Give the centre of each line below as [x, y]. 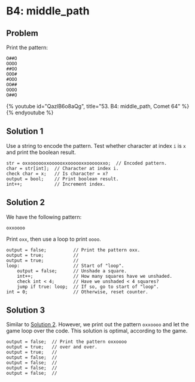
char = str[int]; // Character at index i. [63, 168]
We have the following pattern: [44, 217]
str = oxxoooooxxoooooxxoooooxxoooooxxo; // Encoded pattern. [87, 163]
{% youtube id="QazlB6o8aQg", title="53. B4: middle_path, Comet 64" [93, 106]
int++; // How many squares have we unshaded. [95, 276]
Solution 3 [26, 310]
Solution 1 [25, 131]
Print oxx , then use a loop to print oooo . [54, 239]
